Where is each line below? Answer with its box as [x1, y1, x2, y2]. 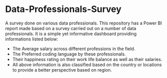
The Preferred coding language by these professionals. [12, 51, 126, 57]
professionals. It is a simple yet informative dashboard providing [5, 30, 137, 36]
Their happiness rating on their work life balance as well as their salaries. [12, 56, 163, 62]
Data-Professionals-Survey [5, 3, 122, 15]
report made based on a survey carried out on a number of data [5, 25, 137, 31]
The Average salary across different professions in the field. [12, 45, 136, 51]
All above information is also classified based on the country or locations [12, 61, 162, 67]
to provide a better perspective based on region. [12, 66, 112, 73]
